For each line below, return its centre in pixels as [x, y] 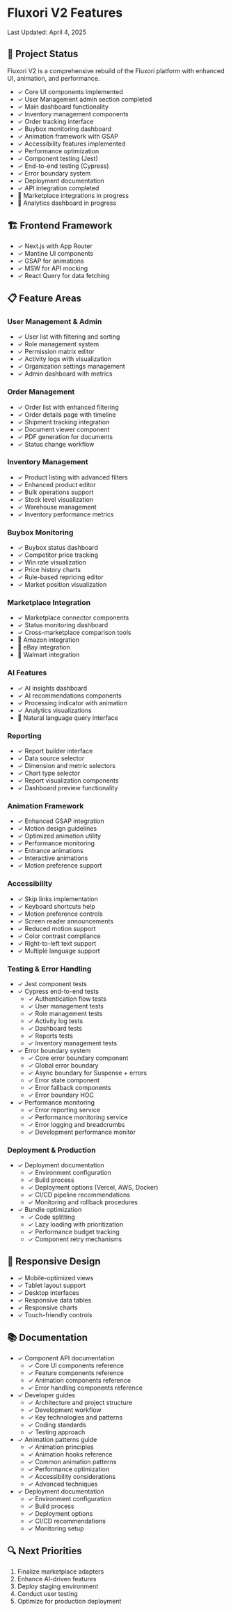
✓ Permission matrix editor [56, 352]
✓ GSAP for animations [51, 261]
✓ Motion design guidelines [57, 829]
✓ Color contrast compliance [59, 936]
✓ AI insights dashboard [52, 688]
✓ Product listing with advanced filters [72, 477]
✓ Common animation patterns [72, 1461]
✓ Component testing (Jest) [58, 158]
